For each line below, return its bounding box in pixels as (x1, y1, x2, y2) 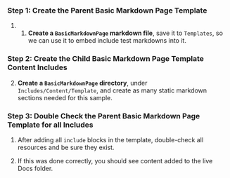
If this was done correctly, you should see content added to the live (17, 156, 213, 165)
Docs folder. (17, 164, 53, 172)
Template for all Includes (7, 120, 94, 130)
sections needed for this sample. (17, 93, 113, 102)
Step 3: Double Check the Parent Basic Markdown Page (7, 111, 200, 121)
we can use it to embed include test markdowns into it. (27, 36, 186, 45)
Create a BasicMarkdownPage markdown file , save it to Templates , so (27, 29, 224, 37)
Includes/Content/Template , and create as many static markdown (17, 86, 207, 95)
